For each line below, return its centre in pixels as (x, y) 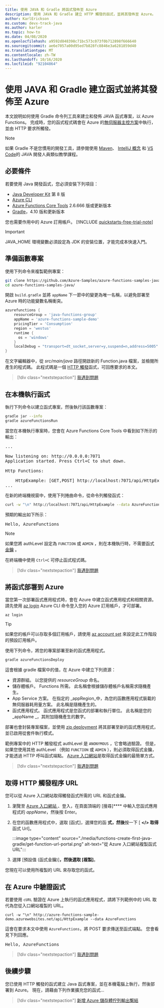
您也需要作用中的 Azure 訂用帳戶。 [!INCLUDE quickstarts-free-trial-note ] (79, 222)
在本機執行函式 (28, 394)
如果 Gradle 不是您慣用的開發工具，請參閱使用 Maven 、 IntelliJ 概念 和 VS (79, 148)
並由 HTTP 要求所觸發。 (29, 128)
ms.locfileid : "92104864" (31, 64)
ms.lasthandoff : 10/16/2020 (34, 59)
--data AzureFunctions (113, 919)
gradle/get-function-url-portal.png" (48, 844)
